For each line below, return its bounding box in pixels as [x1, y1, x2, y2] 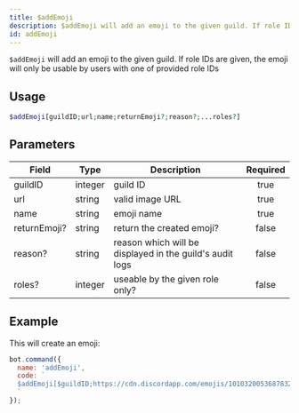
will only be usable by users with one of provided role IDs [9, 63, 220, 74]
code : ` [17, 371, 46, 380]
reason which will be [113, 236, 200, 249]
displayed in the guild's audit [113, 247, 233, 259]
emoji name [113, 207, 163, 219]
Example [9, 314, 59, 330]
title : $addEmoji [9, 12, 74, 22]
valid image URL [113, 193, 182, 205]
